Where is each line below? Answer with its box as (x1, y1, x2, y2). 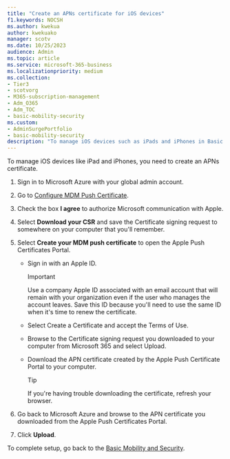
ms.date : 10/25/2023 (7, 42, 67, 49)
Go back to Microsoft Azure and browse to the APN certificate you (17, 410, 205, 418)
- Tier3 (7, 81, 30, 88)
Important (27, 273, 56, 281)
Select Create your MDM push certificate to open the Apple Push (17, 238, 205, 247)
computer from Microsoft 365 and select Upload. (27, 342, 167, 350)
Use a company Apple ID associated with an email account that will (27, 286, 218, 294)
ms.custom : (7, 119, 39, 126)
